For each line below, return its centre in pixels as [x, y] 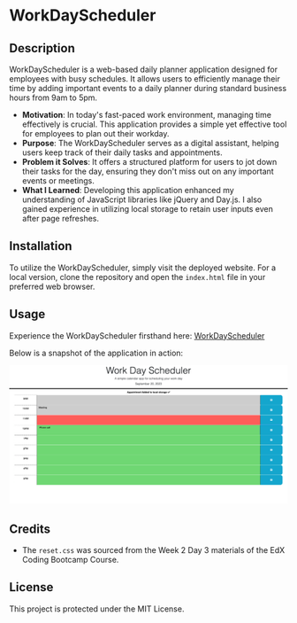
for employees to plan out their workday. [95, 133]
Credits [30, 529]
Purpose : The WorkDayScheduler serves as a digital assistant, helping [150, 143]
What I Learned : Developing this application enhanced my [128, 190]
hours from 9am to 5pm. [53, 97]
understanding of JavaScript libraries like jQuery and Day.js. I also [142, 199]
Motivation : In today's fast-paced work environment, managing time [147, 115]
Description [42, 48]
